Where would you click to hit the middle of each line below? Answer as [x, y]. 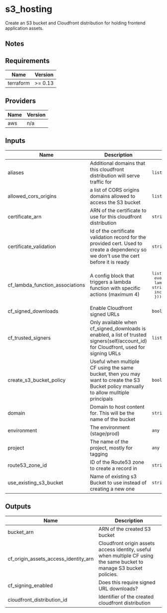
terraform [19, 83]
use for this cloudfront [116, 216]
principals [101, 399]
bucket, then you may [115, 374]
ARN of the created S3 [125, 529]
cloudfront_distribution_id [38, 600]
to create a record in [114, 468]
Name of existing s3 [113, 476]
